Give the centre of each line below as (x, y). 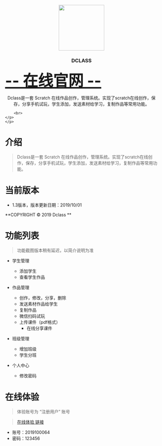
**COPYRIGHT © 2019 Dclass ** (38, 215)
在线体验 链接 (30, 422)
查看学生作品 (32, 277)
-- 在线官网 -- (53, 81)
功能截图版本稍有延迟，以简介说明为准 (55, 250)
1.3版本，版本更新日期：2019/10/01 (47, 205)
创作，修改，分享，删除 (43, 298)
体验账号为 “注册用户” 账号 (43, 412)
